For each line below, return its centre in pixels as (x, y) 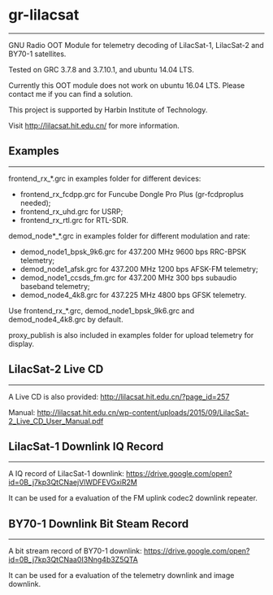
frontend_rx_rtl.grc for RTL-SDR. (74, 220)
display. (22, 343)
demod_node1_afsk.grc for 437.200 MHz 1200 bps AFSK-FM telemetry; (139, 269)
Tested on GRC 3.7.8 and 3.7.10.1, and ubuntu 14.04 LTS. (102, 69)
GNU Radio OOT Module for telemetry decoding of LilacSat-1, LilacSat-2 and (136, 45)
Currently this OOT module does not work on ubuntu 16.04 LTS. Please (127, 85)
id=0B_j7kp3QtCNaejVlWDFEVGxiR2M (73, 483)
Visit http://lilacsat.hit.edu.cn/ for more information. (94, 125)
